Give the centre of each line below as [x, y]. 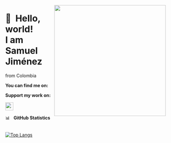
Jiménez [24, 62]
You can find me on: [27, 85]
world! [19, 29]
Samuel [22, 51]
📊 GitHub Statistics [28, 118]
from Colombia [21, 76]
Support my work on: [28, 95]
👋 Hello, [23, 19]
